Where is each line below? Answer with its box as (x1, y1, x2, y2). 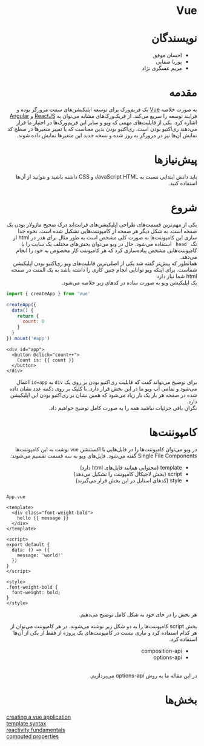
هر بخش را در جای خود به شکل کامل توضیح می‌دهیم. (78, 611, 197, 618)
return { (17, 313, 39, 319)
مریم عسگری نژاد (142, 64, 182, 72)
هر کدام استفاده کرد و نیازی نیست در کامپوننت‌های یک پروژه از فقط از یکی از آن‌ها (13, 629, 197, 636)
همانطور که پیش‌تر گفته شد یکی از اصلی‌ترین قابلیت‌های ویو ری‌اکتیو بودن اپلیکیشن (13, 259, 197, 267)
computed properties (6, 733, 59, 740)
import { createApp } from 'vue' (6, 290, 91, 296)
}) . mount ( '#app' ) (6, 335, 50, 342)
